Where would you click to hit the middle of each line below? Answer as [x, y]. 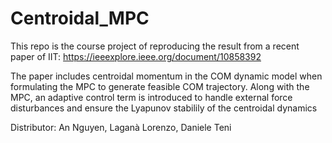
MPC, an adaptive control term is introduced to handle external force [151, 97]
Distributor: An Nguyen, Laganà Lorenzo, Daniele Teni [121, 127]
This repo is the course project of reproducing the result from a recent [155, 46]
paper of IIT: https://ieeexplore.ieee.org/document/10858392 [136, 56]
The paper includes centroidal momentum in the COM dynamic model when [166, 76]
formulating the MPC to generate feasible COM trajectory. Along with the [160, 86]
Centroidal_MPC [80, 18]
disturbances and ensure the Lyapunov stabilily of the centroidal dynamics [164, 108]
